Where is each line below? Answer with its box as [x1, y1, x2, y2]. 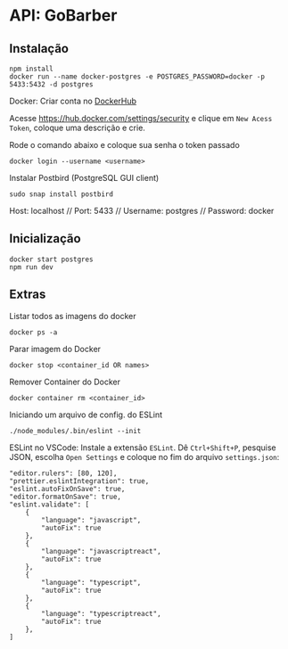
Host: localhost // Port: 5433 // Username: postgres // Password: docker [9, 206, 275, 216]
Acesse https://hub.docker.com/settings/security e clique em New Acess [9, 113, 273, 123]
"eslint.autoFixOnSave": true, [9, 484, 126, 493]
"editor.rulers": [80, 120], [9, 469, 118, 478]
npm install [9, 64, 53, 73]
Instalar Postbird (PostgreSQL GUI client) [9, 173, 160, 183]
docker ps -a [9, 327, 58, 337]
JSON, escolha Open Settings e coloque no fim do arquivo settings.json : [9, 451, 280, 462]
